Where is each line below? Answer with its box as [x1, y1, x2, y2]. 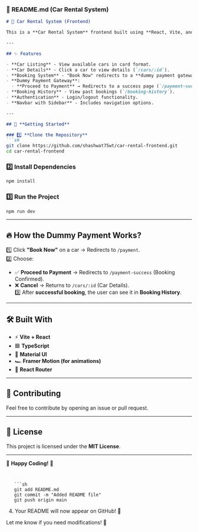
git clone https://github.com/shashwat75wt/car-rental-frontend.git [6, 143, 178, 149]
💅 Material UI [14, 351, 47, 358]
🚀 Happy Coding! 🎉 [6, 459, 54, 466]
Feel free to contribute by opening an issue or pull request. [6, 404, 148, 411]
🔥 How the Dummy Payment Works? [6, 230, 142, 240]
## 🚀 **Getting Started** [6, 121, 70, 127]
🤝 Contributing [6, 388, 61, 398]
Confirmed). [14, 275, 44, 283]
